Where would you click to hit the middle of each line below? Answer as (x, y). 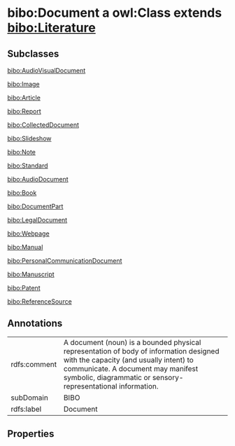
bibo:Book (22, 193)
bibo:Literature (51, 28)
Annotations (35, 324)
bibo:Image (23, 84)
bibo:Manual (25, 247)
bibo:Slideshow (29, 138)
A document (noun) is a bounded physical (132, 342)
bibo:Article (24, 97)
